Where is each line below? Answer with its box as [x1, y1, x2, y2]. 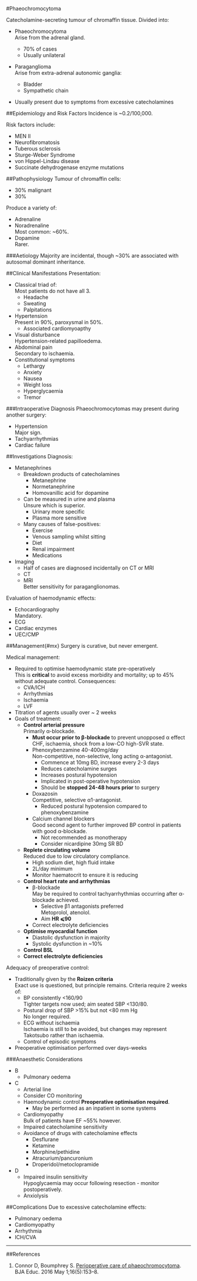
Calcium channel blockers [32, 815, 95, 822]
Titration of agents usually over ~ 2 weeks [14, 709, 117, 716]
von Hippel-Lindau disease [14, 158, 80, 164]
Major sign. [14, 429, 42, 436]
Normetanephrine [32, 483, 75, 490]
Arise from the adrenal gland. [14, 34, 86, 41]
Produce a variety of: [6, 204, 57, 211]
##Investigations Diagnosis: [6, 453, 73, 460]
